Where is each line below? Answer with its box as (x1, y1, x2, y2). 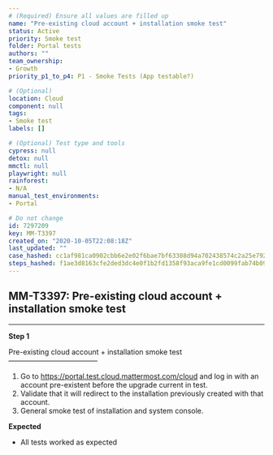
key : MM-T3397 (8, 229, 57, 238)
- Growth (8, 65, 38, 73)
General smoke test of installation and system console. (19, 406, 204, 415)
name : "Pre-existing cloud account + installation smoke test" (8, 19, 227, 28)
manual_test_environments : (8, 192, 100, 200)
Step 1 (8, 331, 30, 341)
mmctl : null (8, 161, 49, 170)
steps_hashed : (8, 260, 57, 268)
